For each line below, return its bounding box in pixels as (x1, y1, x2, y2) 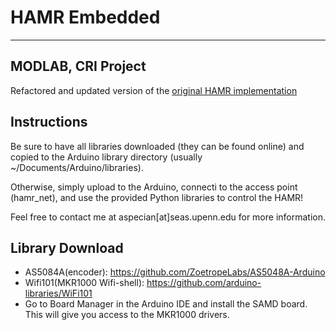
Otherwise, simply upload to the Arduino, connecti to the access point (10, 181, 298, 193)
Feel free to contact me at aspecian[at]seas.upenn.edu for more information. (10, 211, 327, 223)
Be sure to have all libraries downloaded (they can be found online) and (10, 140, 305, 152)
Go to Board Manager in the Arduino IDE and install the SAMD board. (24, 298, 308, 310)
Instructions (10, 114, 88, 131)
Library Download (10, 239, 124, 256)
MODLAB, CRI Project (10, 58, 147, 75)
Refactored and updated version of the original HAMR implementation (10, 84, 298, 96)
